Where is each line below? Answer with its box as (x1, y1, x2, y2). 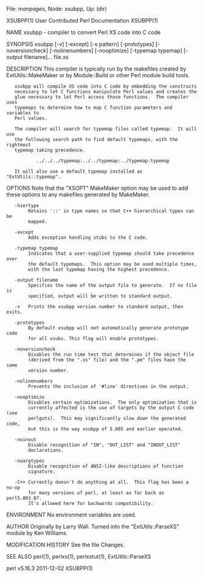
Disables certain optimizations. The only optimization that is (28, 399, 198, 405)
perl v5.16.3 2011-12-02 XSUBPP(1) (6, 565, 93, 572)
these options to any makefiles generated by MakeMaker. (6, 191, 150, 198)
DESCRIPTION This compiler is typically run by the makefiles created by (6, 65, 187, 72)
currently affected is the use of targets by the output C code (28, 405, 194, 411)
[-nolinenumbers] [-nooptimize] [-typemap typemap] (49, 47, 182, 54)
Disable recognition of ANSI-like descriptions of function (28, 463, 184, 469)
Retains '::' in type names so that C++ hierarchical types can (28, 208, 194, 214)
